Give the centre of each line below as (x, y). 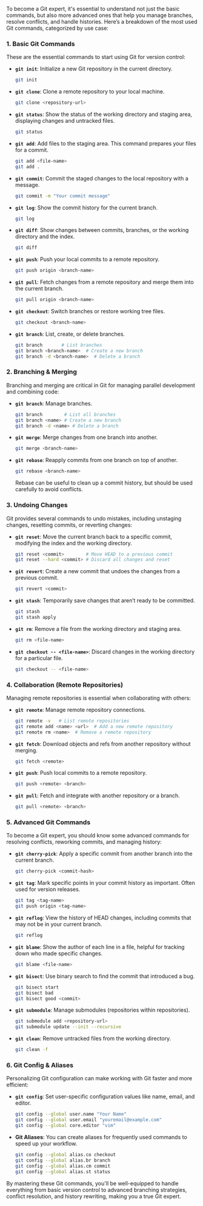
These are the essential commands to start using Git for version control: (96, 57)
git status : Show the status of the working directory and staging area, (104, 114)
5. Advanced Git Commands (48, 822)
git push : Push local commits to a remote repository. (81, 773)
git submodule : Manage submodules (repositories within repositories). (102, 1010)
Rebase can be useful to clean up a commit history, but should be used (104, 483)
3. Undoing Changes (37, 505)
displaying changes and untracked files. (65, 121)
